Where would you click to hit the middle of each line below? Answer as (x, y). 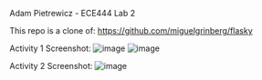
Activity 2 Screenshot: (51, 66)
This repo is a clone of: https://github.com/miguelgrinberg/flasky (131, 30)
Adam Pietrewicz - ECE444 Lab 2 (72, 13)
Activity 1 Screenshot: (50, 48)
